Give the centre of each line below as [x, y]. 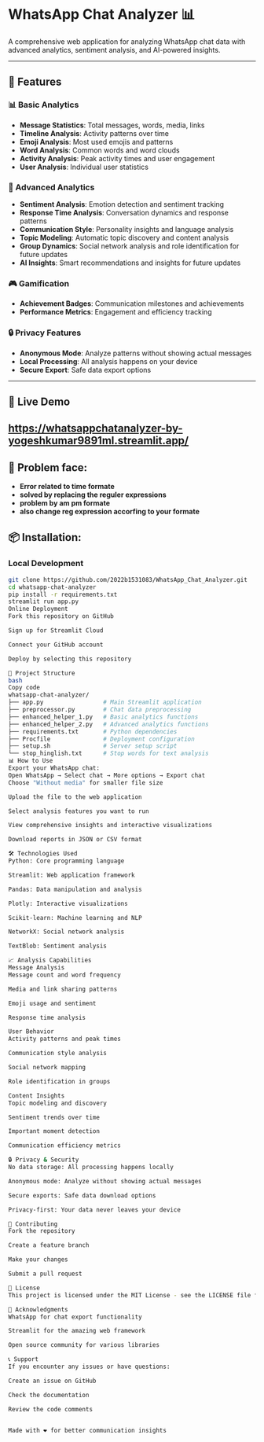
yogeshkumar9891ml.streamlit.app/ [99, 441]
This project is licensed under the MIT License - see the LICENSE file [130, 1295]
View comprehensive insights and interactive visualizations [110, 826]
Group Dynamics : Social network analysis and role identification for [129, 246]
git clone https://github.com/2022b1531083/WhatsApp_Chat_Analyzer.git [128, 579]
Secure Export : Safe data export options [85, 370]
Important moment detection [54, 1131]
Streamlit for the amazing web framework [77, 1331]
